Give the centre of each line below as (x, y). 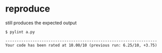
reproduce (28, 9)
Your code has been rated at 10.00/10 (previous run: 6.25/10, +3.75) (81, 45)
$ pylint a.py (20, 32)
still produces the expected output (41, 23)
